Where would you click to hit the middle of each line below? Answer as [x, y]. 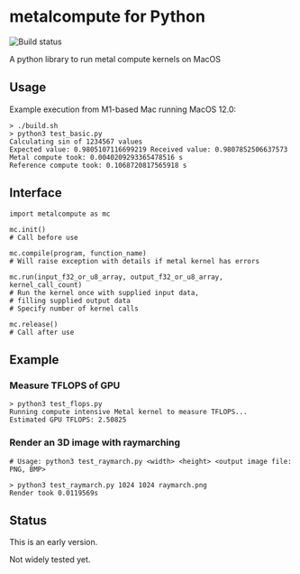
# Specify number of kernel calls [74, 309]
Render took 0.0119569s [54, 493]
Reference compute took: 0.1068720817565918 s [98, 165]
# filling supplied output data [70, 301]
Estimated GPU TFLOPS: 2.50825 [68, 420]
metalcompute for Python [107, 17]
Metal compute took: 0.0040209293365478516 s [96, 157]
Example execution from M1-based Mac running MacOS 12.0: [123, 109]
